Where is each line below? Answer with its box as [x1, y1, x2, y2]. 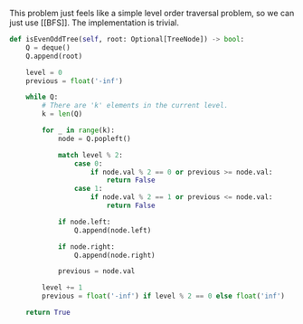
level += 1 [42, 283, 83, 292]
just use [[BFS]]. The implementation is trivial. [9, 17, 179, 28]
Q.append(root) [25, 52, 83, 61]
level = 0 [25, 68, 63, 77]
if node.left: [57, 217, 111, 226]
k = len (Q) [42, 110, 83, 119]
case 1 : [73, 185, 103, 194]
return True [25, 308, 71, 317]
